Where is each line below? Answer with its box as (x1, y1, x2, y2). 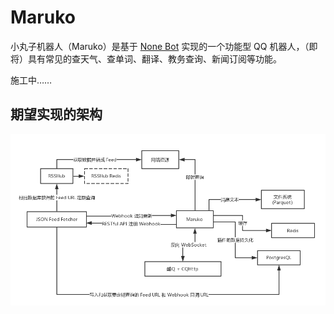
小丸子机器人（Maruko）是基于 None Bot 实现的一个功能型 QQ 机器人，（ (10, 40, 310, 52)
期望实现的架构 (10, 106, 103, 123)
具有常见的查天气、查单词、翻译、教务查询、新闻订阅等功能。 (27, 52, 282, 65)
